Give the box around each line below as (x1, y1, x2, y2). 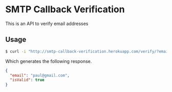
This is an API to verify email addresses (5, 20, 89, 27)
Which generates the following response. (5, 58, 92, 64)
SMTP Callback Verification (5, 4, 125, 15)
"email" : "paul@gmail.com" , (10, 73, 70, 78)
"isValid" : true (10, 78, 45, 83)
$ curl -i (5, 49, 27, 54)
